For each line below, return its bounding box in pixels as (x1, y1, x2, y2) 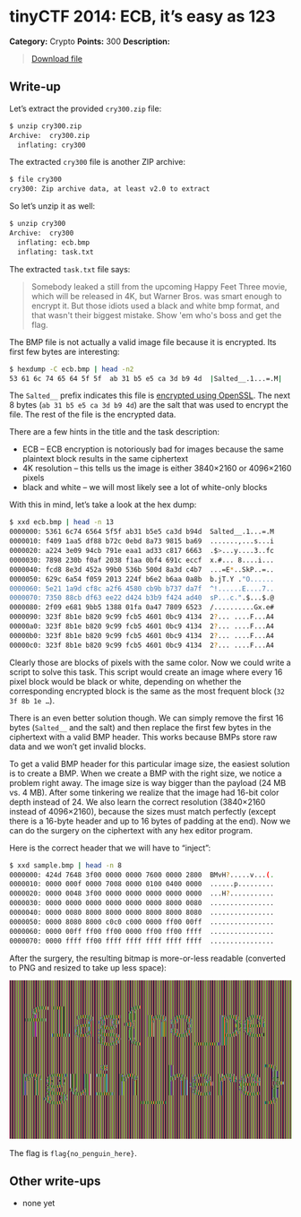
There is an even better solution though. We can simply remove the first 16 (9, 712, 284, 723)
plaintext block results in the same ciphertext (21, 453, 189, 464)
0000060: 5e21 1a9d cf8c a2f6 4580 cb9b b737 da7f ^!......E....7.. (9, 584, 275, 593)
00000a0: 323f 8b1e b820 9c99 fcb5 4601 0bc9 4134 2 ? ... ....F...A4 (9, 622, 275, 631)
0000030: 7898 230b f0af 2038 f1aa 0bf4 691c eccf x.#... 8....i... (9, 556, 275, 565)
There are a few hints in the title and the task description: (9, 427, 220, 437)
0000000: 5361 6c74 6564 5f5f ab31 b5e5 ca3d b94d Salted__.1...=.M (9, 527, 275, 537)
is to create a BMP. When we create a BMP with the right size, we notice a (9, 768, 282, 779)
